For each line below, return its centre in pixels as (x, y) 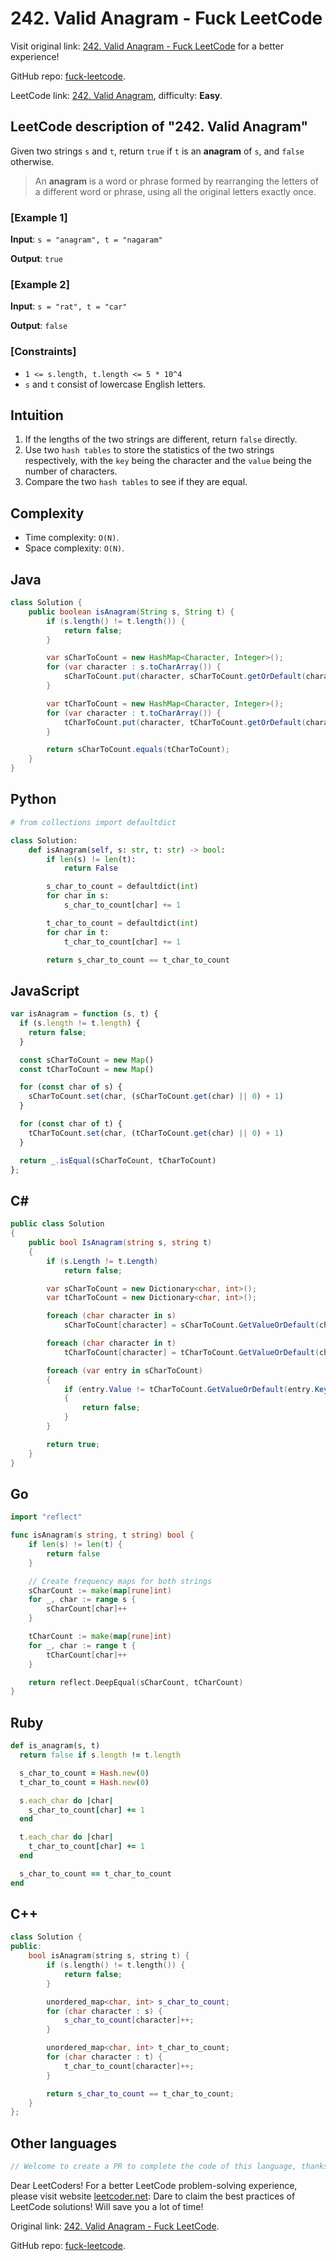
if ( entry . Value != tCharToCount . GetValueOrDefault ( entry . (189, 1389)
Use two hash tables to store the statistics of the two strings (149, 450)
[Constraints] (43, 352)
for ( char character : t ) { (104, 2057)
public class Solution (57, 1224)
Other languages (64, 2143)
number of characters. (71, 471)
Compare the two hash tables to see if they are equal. (136, 482)
